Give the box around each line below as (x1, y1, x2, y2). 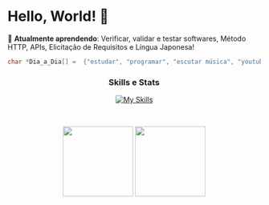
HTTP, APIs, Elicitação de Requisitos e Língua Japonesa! (7, 42, 194, 51)
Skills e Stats (108, 76, 160, 87)
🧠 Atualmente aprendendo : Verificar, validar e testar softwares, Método (7, 34, 247, 43)
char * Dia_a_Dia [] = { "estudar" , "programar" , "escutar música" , (7, 58, 234, 66)
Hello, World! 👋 (7, 7, 109, 26)
